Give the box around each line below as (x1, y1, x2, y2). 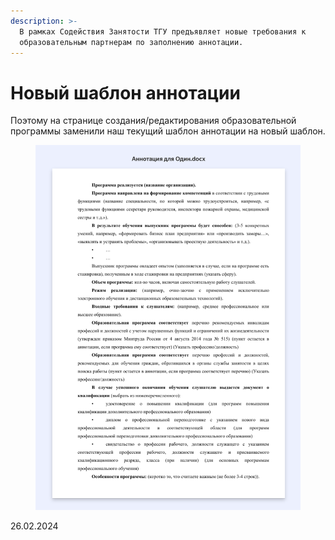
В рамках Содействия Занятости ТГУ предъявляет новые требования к (19, 26, 307, 37)
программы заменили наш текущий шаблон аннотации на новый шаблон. (10, 125, 326, 137)
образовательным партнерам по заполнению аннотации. (19, 37, 244, 47)
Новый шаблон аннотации (10, 81, 241, 104)
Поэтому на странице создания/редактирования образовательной (10, 115, 297, 127)
